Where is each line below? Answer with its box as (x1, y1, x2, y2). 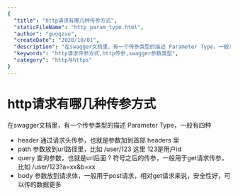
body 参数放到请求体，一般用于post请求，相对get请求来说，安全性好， (17, 171, 225, 179)
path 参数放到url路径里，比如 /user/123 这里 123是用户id (17, 145, 182, 153)
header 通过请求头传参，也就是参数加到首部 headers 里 (17, 135, 179, 144)
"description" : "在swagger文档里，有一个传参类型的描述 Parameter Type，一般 (13, 43, 229, 50)
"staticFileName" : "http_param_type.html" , (13, 23, 144, 30)
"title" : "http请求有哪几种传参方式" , (13, 17, 118, 24)
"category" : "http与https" (13, 57, 92, 64)
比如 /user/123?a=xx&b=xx (17, 162, 96, 171)
